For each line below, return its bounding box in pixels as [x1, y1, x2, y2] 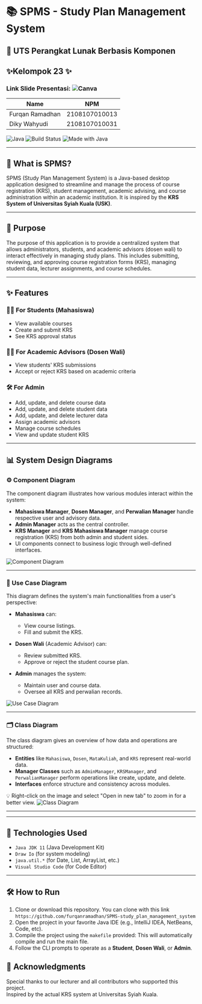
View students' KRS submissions [14, 361, 96, 368]
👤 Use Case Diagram [6, 578, 67, 587]
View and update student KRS [14, 431, 89, 438]
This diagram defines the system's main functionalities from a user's [6, 592, 176, 600]
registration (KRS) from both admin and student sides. [14, 533, 149, 540]
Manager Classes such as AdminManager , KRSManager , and [14, 768, 157, 775]
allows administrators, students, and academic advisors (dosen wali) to [6, 245, 182, 253]
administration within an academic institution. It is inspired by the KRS [6, 194, 179, 201]
